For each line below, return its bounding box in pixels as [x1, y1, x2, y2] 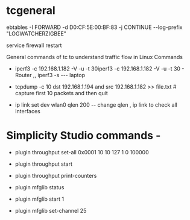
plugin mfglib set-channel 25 [14, 207, 87, 214]
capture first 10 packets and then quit [14, 89, 109, 96]
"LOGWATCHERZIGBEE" [6, 30, 66, 37]
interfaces [14, 107, 40, 115]
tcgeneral [6, 4, 55, 17]
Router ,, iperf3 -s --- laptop [14, 71, 86, 78]
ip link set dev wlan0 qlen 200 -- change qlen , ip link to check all [14, 101, 178, 108]
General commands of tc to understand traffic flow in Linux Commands [6, 53, 183, 60]
